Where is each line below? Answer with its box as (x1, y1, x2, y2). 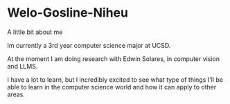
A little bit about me (7, 28, 63, 36)
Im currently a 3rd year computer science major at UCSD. (7, 41, 171, 49)
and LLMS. (7, 62, 38, 70)
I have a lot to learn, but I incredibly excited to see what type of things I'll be (7, 75, 224, 84)
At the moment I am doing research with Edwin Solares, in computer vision (7, 54, 220, 63)
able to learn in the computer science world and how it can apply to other (7, 83, 217, 91)
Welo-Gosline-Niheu (7, 5, 128, 21)
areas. (7, 90, 26, 98)
